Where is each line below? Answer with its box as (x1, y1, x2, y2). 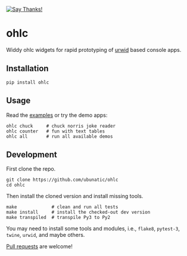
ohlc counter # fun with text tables (6, 128, 105, 134)
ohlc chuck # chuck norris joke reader (6, 123, 116, 129)
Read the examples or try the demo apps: (6, 111, 108, 119)
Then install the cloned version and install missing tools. (6, 193, 144, 200)
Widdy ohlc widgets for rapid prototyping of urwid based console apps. (6, 46, 182, 53)
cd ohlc (6, 182, 26, 188)
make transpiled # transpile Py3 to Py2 (6, 215, 111, 221)
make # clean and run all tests (6, 204, 119, 210)
